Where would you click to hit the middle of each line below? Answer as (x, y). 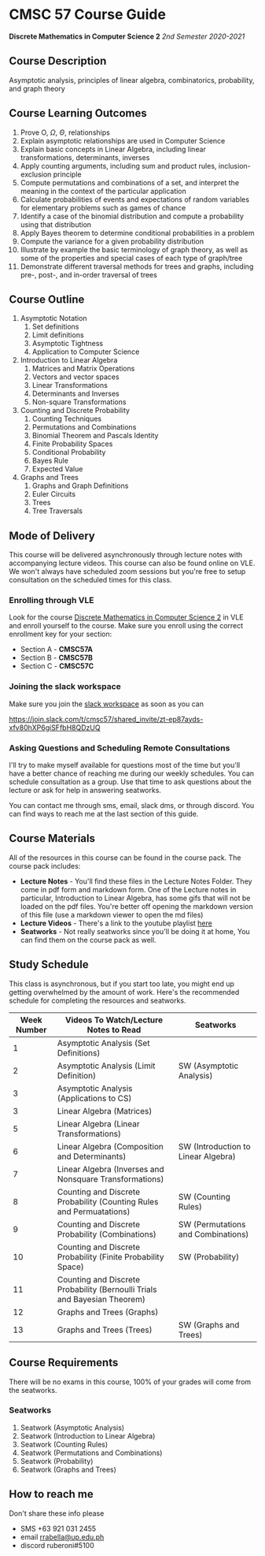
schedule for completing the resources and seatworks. (98, 1000)
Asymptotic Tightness (68, 344)
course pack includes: (45, 865)
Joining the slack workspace (65, 687)
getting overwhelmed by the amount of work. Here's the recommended (124, 992)
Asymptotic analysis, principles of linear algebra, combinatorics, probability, (132, 80)
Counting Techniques (66, 419)
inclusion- (234, 166)
